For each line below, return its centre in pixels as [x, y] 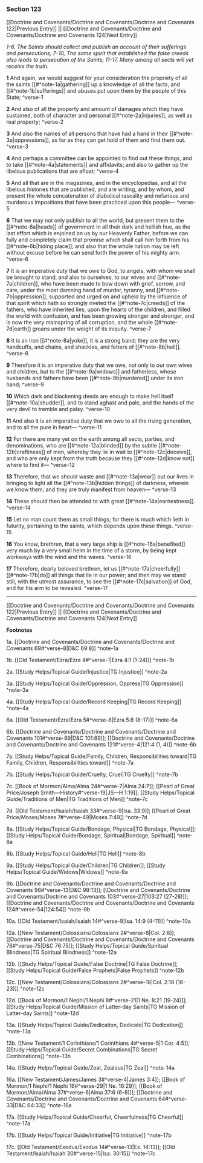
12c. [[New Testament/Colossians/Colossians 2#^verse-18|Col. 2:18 [90, 982]
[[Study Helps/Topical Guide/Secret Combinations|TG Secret [82, 1050]
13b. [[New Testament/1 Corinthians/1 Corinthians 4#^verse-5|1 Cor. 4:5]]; [98, 1043]
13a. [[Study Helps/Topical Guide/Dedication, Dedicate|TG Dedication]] [95, 1025]
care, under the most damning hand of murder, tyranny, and [81, 290]
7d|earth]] [19, 329]
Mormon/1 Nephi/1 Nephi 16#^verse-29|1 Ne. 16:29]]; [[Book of [84, 1086]
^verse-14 [19, 508]
